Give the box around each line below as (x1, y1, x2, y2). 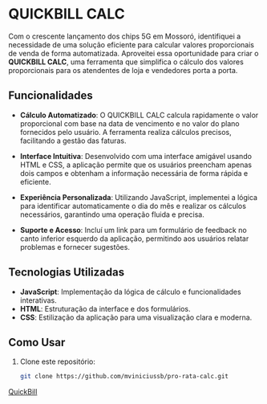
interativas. (19, 295, 58, 305)
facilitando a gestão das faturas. (19, 136, 127, 145)
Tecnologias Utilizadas (8, 266, 125, 280)
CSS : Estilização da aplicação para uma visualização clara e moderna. (19, 312, 253, 322)
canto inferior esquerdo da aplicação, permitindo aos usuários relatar (19, 234, 249, 243)
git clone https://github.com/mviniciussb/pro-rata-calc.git (19, 373, 229, 381)
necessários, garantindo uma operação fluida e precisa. (19, 210, 204, 219)
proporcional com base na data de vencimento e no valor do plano (19, 118, 240, 129)
